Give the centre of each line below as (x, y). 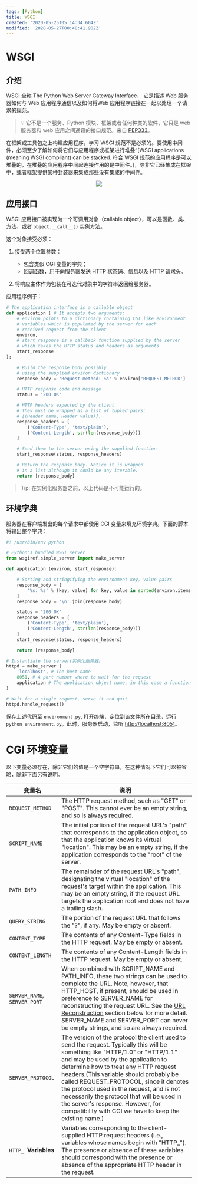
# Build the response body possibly (62, 367)
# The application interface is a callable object (70, 308)
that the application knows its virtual (111, 840)
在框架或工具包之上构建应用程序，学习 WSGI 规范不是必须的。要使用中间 (94, 143)
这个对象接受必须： (29, 239)
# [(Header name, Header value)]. (59, 416)
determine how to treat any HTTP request (119, 1067)
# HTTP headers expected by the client (66, 405)
